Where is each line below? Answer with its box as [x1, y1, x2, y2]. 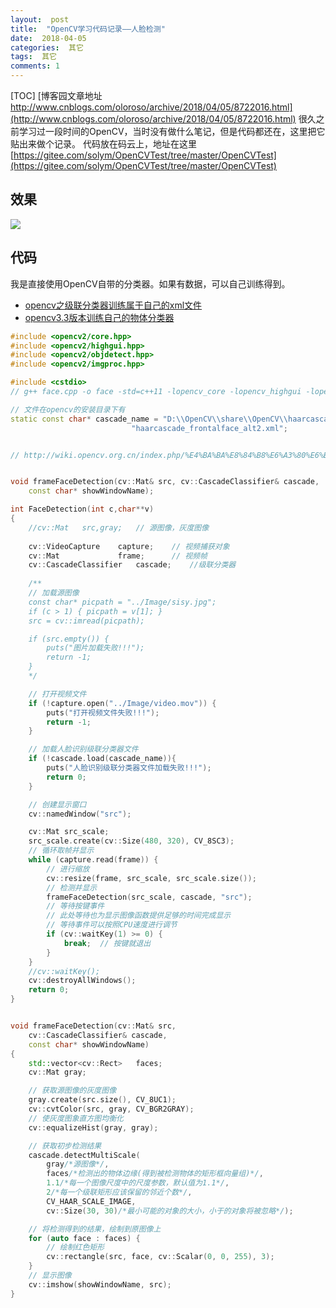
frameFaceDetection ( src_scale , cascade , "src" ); [46, 892, 253, 902]
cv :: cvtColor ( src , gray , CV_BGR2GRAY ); [28, 1104, 195, 1114]
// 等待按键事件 [46, 901, 105, 911]
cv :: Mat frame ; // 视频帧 [28, 551, 208, 561]
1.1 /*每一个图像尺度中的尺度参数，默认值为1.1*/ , [46, 1178, 230, 1188]
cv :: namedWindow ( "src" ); [28, 809, 132, 819]
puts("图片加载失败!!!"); [46, 643, 145, 653]
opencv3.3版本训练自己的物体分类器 [24, 311, 175, 323]
